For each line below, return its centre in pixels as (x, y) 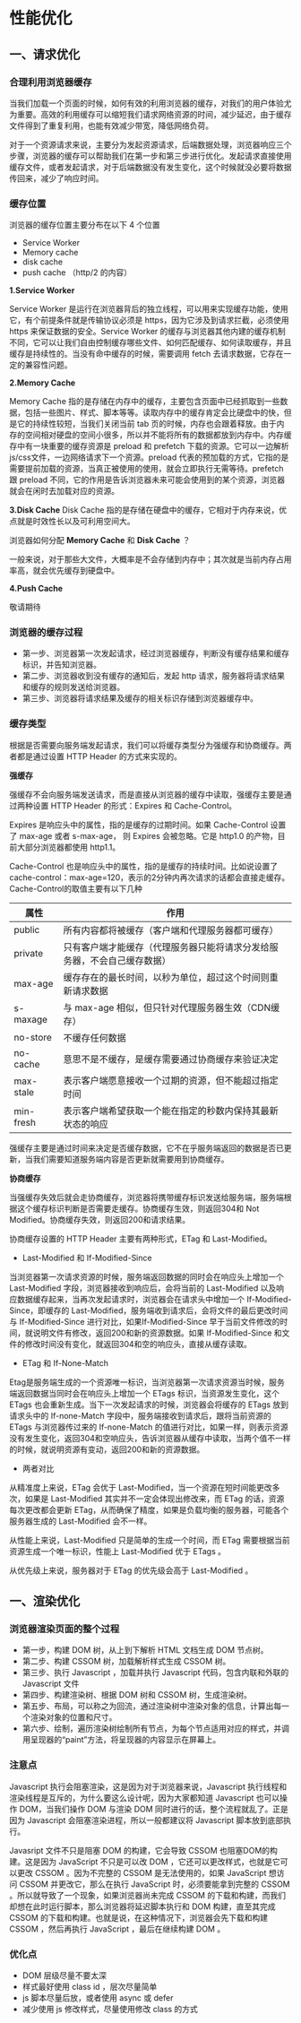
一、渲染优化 (45, 1601)
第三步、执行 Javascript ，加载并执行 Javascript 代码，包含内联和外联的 (155, 1673)
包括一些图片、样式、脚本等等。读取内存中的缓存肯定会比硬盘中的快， (154, 412)
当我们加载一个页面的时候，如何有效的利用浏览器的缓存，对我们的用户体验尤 (150, 103)
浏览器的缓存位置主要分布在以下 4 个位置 (85, 225)
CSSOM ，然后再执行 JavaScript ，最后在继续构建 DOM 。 (117, 1929)
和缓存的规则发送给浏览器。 (73, 687)
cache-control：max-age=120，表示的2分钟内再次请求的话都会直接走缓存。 (150, 877)
